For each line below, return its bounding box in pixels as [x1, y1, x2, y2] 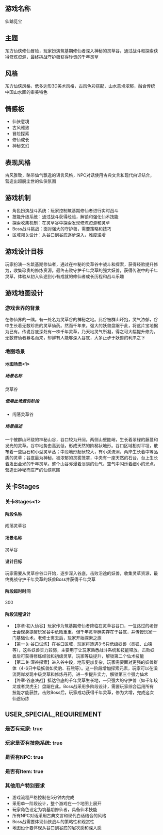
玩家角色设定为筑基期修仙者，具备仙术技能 [12, 806, 98, 812]
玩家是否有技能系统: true [5, 739, 63, 746]
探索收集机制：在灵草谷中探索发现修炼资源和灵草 [12, 220, 110, 226]
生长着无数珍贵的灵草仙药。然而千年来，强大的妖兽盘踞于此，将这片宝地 [9, 323, 154, 328]
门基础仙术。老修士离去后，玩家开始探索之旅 [12, 635, 102, 641]
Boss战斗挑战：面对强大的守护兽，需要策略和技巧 [12, 226, 112, 231]
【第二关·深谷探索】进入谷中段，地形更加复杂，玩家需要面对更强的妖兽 [12, 659, 154, 665]
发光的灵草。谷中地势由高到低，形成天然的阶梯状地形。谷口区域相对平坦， [5, 442, 154, 448]
